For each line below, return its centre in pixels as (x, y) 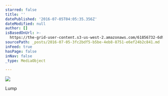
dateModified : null (25, 24)
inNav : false (19, 56)
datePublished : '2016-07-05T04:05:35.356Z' (51, 19)
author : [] (16, 28)
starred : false (21, 10)
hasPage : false (21, 51)
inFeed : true (19, 47)
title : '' (15, 14)
